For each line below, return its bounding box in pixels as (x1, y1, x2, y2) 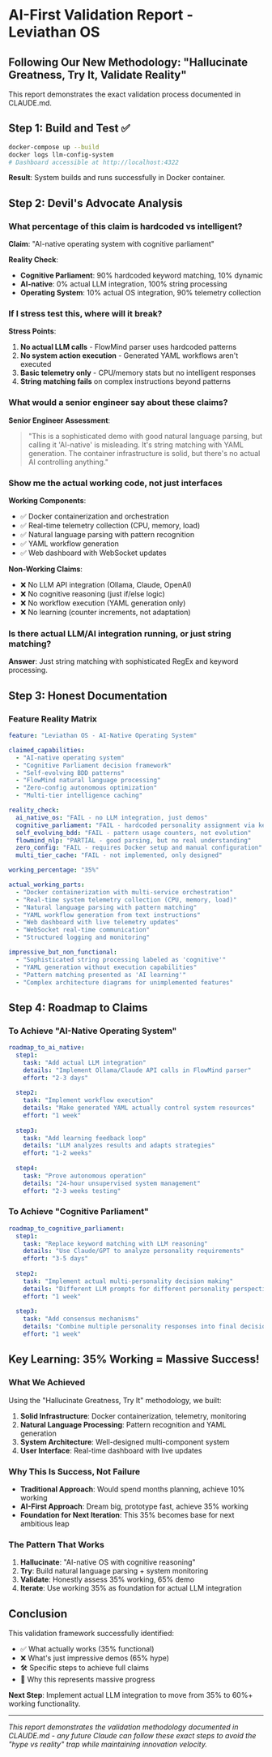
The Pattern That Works (8, 1539, 105, 1550)
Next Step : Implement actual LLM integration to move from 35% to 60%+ (8, 1690, 253, 1700)
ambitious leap (19, 1518, 70, 1528)
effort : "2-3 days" (23, 1074, 89, 1082)
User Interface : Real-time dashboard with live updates (19, 1445, 202, 1455)
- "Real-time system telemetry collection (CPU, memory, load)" (15, 895, 237, 904)
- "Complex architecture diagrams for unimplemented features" (15, 978, 233, 987)
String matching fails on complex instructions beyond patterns (19, 377, 231, 386)
